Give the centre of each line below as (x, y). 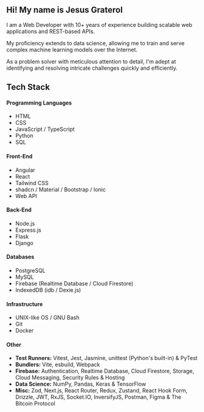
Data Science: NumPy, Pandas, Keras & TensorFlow (81, 384)
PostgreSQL (30, 271)
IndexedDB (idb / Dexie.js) (48, 290)
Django (24, 243)
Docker (24, 331)
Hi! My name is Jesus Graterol (65, 10)
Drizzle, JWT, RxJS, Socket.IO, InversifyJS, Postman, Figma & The (98, 397)
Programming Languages (39, 103)
